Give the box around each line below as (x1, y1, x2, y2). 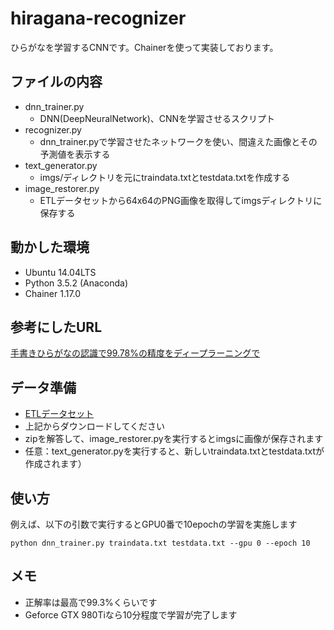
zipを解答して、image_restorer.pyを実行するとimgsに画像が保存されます (24, 433, 324, 445)
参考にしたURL (10, 318, 103, 336)
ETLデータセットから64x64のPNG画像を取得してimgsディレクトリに (39, 194, 323, 206)
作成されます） (24, 458, 87, 470)
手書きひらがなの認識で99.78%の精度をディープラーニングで (10, 347, 261, 359)
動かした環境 (10, 239, 90, 256)
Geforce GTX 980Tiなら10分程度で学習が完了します (24, 608, 238, 621)
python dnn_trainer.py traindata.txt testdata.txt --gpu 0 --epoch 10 (10, 538, 311, 548)
